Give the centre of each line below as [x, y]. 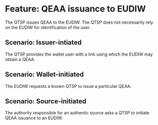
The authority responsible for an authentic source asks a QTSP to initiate [77, 113]
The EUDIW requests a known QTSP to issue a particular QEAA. [68, 86]
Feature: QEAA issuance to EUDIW [75, 9]
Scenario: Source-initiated [46, 101]
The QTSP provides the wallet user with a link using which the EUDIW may [79, 54]
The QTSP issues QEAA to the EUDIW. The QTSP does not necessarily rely [79, 22]
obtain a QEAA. [20, 59]
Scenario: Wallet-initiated [44, 75]
